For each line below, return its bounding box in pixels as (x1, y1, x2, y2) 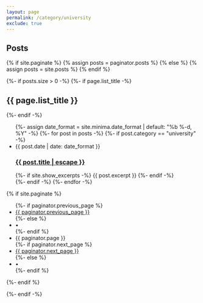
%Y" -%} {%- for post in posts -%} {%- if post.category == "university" (15, 130, 196, 137)
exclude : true (6, 20, 43, 26)
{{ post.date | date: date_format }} (15, 143, 101, 150)
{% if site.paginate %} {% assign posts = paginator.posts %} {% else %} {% (6, 59, 198, 67)
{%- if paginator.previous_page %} (15, 202, 103, 210)
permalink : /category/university (6, 15, 91, 21)
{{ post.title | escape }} (15, 158, 85, 166)
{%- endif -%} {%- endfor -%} (15, 178, 93, 186)
